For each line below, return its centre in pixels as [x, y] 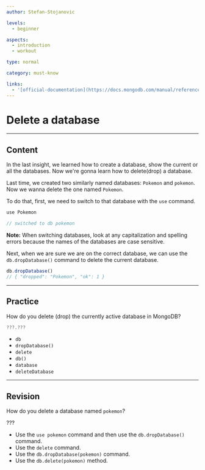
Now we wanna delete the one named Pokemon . [65, 189]
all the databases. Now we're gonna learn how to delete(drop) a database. [99, 171]
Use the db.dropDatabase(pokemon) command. [73, 454]
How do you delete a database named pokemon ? [66, 411]
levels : [16, 23]
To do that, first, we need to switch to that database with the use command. [101, 201]
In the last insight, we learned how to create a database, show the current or [102, 165]
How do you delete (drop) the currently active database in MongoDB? [94, 316]
